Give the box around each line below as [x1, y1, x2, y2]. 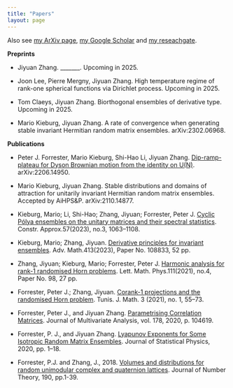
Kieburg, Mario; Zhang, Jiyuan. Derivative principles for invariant [17, 238, 204, 247]
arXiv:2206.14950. [17, 168, 70, 176]
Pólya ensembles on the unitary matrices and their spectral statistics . [17, 217, 217, 226]
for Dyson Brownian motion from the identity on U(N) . [41, 160, 195, 168]
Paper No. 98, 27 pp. [17, 274, 78, 282]
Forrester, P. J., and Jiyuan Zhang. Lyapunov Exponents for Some [17, 329, 206, 338]
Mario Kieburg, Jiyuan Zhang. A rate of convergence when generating [17, 118, 220, 127]
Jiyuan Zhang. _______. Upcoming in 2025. [17, 63, 139, 71]
